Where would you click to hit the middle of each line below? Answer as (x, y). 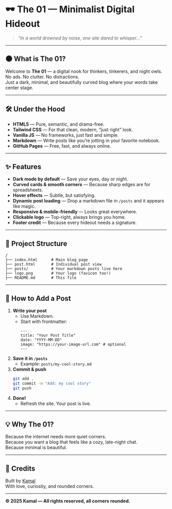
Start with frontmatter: (44, 321)
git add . (23, 379)
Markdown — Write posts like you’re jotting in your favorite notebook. (86, 140)
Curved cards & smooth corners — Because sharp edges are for (81, 185)
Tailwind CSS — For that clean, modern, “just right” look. (73, 129)
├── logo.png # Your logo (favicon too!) (58, 273)
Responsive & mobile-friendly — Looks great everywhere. (75, 212)
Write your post (30, 311)
